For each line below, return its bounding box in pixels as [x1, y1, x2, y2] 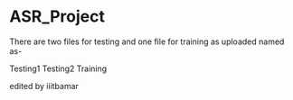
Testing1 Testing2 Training [9, 63, 108, 74]
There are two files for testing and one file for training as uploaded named [9, 36, 285, 47]
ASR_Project [9, 6, 106, 27]
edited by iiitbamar [9, 80, 80, 91]
